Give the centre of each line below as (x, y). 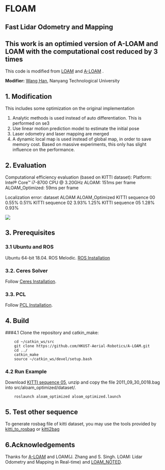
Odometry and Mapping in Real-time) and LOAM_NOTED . (64, 462)
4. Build (17, 321)
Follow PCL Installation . (29, 305)
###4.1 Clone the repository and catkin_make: (52, 333)
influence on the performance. (43, 150)
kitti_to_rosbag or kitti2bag (32, 429)
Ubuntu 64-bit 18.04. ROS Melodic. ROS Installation (58, 258)
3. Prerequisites (30, 233)
